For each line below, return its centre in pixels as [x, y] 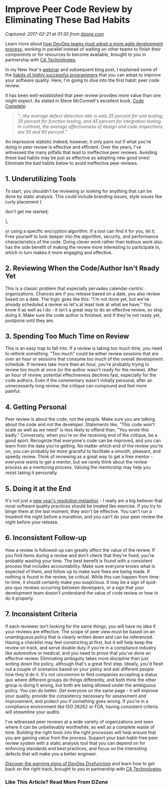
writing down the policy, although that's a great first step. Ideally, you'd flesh [84, 664]
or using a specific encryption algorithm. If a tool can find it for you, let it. [80, 231]
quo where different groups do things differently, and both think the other [81, 680]
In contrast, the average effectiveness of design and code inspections [90, 126]
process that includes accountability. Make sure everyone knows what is [80, 566]
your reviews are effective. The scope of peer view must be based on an [80, 631]
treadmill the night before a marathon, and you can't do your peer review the [84, 517]
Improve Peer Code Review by [69, 9]
